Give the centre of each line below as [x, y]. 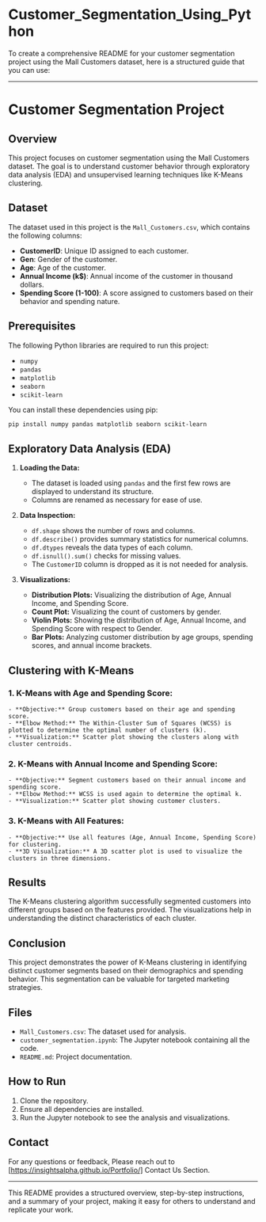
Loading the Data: [49, 468]
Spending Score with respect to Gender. [97, 629]
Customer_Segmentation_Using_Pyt [130, 15]
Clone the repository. [54, 1100]
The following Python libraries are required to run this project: [108, 345]
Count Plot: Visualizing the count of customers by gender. [126, 612]
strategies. [26, 988]
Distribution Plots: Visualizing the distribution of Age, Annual [131, 595]
